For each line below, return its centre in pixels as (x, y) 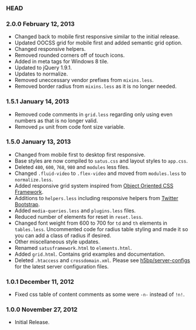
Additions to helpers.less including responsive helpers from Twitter (96, 198)
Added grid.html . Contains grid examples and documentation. (90, 254)
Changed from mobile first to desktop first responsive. (80, 154)
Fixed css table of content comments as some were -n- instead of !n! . (99, 294)
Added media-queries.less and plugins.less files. (75, 210)
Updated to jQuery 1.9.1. (43, 68)
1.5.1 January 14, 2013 (38, 102)
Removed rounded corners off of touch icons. (70, 55)
